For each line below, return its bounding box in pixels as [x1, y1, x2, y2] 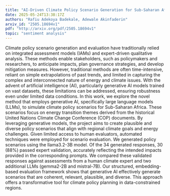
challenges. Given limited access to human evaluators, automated [5, 131, 143, 137]
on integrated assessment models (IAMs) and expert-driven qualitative [5, 50, 153, 56]
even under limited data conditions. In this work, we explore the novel [5, 93, 150, 99]
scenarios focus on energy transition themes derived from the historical [5, 109, 155, 115]
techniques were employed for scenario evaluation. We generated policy [5, 136, 156, 142]
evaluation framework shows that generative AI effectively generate [19, 169, 161, 175]
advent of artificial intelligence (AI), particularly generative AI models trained [5, 83, 164, 89]
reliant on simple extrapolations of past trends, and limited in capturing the [5, 72, 160, 77]
